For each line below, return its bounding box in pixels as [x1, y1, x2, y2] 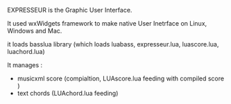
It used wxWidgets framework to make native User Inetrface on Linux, [7, 19, 207, 27]
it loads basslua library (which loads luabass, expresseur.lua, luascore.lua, [7, 40, 219, 48]
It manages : [7, 61, 43, 69]
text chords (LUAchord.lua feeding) [17, 89, 119, 97]
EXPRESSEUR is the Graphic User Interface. [7, 6, 132, 14]
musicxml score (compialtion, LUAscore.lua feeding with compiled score [17, 74, 224, 83]
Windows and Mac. [7, 27, 62, 35]
